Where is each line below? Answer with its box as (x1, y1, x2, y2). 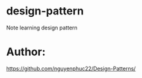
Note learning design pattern (6, 24, 78, 31)
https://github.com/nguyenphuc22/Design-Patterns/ (6, 65, 136, 72)
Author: (6, 45, 46, 59)
